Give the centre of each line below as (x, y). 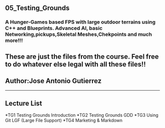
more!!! (14, 40)
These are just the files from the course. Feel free (82, 56)
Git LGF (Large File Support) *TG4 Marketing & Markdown (64, 121)
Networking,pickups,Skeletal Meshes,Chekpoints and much (79, 34)
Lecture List (24, 103)
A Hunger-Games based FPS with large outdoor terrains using (80, 22)
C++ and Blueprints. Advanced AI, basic (54, 28)
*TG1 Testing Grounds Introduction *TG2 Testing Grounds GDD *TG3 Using (82, 115)
